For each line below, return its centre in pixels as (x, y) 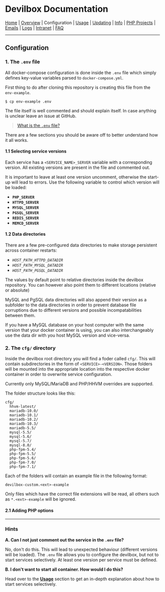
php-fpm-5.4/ (23, 450)
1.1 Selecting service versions (36, 151)
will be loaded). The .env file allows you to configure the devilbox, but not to (82, 554)
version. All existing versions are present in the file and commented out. (78, 167)
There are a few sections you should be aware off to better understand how (82, 135)
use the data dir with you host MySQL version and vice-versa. (68, 335)
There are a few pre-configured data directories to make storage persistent (81, 245)
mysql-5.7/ (21, 441)
